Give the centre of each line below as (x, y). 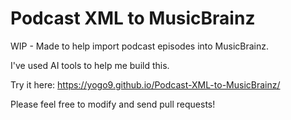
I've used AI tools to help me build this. (90, 65)
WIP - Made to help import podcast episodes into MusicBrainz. (140, 46)
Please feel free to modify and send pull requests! (113, 104)
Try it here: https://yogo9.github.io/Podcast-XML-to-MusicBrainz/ (145, 84)
